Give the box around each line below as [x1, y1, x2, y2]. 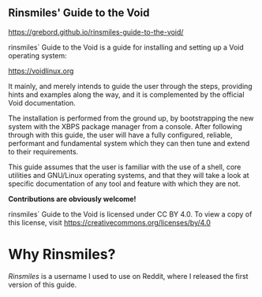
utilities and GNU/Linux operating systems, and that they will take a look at [8, 170, 250, 180]
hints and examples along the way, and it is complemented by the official [8, 90, 245, 99]
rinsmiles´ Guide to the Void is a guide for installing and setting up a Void [8, 43, 245, 52]
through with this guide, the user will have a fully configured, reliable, [8, 130, 233, 139]
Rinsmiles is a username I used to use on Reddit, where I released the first [8, 271, 249, 280]
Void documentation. [8, 98, 77, 107]
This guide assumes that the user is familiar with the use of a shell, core [8, 161, 241, 172]
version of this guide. [8, 280, 77, 289]
